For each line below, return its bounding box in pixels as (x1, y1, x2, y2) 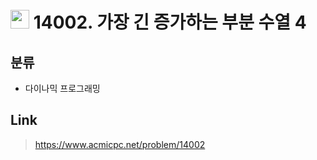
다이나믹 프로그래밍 (24, 83, 101, 94)
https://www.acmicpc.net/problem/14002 (34, 138, 206, 150)
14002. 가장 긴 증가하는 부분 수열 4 (33, 11, 307, 34)
